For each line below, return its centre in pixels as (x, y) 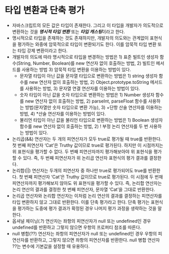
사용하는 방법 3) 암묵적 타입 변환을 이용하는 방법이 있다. (76, 69)
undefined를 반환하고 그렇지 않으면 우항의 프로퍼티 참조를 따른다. (77, 227)
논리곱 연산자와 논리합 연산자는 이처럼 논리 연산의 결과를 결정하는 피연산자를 (87, 195)
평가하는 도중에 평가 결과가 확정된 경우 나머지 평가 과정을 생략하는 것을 (87, 208)
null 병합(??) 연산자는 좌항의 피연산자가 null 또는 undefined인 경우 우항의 (85, 233)
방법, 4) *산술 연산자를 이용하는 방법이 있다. (63, 114)
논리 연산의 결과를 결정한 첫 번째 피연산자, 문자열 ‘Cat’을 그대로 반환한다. (83, 189)
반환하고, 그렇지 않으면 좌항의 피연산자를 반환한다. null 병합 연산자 (95, 240)
